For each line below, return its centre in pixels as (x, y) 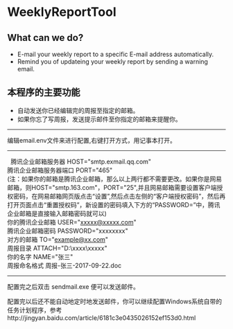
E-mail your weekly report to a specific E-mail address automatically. (115, 54)
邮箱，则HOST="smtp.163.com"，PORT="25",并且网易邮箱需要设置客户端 (112, 187)
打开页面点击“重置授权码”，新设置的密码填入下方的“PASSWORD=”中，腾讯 (114, 204)
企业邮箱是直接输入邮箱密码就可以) (57, 213)
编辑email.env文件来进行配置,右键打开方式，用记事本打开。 (92, 140)
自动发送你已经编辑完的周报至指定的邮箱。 (78, 110)
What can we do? (45, 38)
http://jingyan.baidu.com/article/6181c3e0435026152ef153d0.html (102, 318)
